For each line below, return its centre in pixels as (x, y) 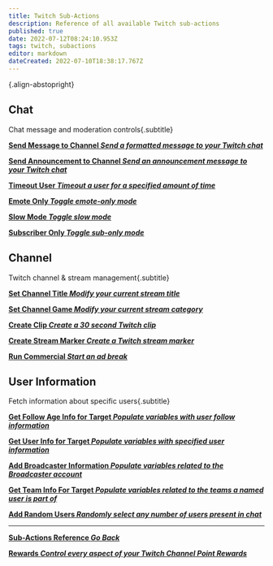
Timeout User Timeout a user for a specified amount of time (112, 185)
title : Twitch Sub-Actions (54, 16)
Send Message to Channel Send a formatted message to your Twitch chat (136, 145)
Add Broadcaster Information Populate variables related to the (116, 466)
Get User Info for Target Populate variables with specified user (117, 441)
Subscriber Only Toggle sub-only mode (76, 232)
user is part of (33, 499)
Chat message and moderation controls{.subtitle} (91, 129)
